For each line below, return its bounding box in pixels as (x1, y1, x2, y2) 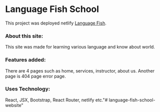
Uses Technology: (5, 85, 50, 92)
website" (5, 102, 23, 108)
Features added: (5, 56, 46, 63)
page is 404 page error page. (5, 73, 66, 79)
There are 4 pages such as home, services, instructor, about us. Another (5, 67, 155, 73)
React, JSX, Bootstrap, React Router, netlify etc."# (5, 96, 108, 103)
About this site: (5, 32, 43, 39)
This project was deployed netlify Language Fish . (5, 20, 106, 26)
